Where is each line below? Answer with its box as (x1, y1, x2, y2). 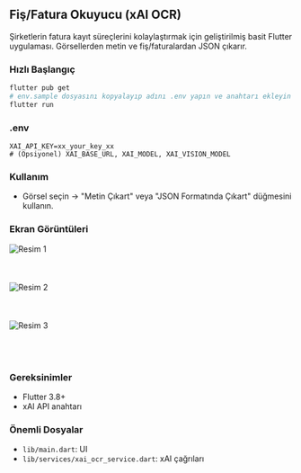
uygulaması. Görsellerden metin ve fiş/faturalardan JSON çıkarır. (9, 40, 247, 51)
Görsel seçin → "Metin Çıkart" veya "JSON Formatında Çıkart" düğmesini (22, 191, 292, 201)
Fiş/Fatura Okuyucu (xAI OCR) (9, 7, 181, 22)
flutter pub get (9, 84, 70, 93)
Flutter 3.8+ (22, 391, 66, 402)
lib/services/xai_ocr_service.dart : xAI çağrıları (22, 453, 205, 464)
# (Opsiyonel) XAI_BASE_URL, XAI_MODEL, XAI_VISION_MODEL (9, 150, 231, 159)
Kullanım (9, 170, 49, 183)
